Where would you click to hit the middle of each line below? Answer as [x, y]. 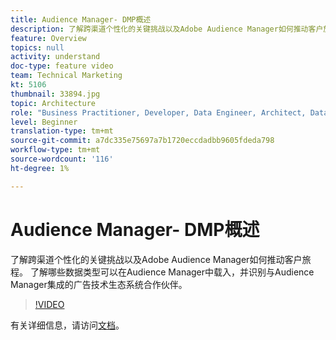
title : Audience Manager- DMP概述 [81, 19]
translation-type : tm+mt [62, 131]
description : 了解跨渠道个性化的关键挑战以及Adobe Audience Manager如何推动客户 [167, 29]
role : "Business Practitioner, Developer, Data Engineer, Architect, [158, 112]
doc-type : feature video [62, 66]
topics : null [37, 47]
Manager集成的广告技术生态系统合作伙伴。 [99, 284]
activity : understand [55, 57]
